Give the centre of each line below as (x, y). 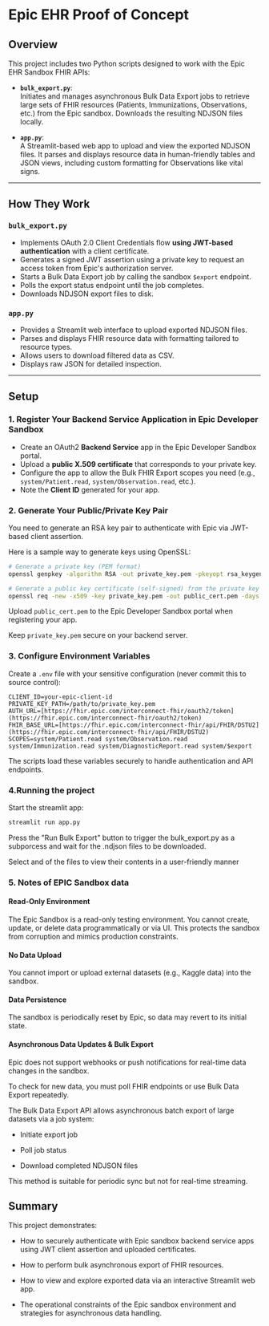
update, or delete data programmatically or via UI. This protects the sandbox (134, 928)
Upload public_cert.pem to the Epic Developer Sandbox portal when (121, 611)
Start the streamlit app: (46, 808)
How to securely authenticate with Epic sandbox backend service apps (137, 1241)
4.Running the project (52, 790)
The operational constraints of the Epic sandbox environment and (128, 1304)
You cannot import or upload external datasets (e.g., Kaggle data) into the (130, 973)
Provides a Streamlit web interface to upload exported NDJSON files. (134, 330)
